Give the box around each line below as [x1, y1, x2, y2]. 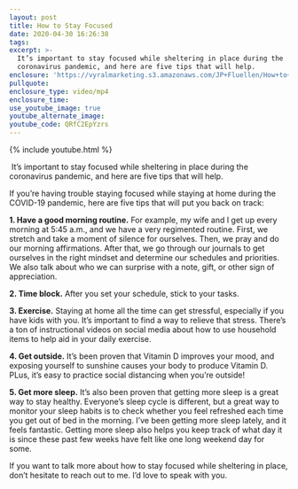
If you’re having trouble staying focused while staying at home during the [9, 188, 277, 198]
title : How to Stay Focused [9, 21, 114, 30]
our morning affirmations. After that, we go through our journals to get [9, 243, 265, 253]
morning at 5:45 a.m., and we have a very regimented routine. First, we [9, 224, 269, 235]
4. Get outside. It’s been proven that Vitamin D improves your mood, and [9, 351, 275, 361]
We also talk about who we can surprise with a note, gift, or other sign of [9, 262, 275, 272]
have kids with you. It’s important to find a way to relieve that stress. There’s [9, 315, 286, 325]
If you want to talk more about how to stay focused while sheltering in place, [9, 461, 288, 470]
